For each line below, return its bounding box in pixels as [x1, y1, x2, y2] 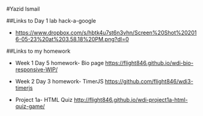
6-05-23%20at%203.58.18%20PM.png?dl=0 [15, 36, 129, 42]
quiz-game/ [15, 102, 45, 110]
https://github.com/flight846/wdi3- [105, 78, 194, 85]
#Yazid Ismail [6, 6, 40, 12]
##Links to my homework [6, 47, 71, 55]
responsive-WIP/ [15, 66, 58, 73]
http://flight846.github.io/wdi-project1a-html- [74, 96, 188, 103]
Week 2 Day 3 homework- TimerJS [15, 78, 104, 85]
